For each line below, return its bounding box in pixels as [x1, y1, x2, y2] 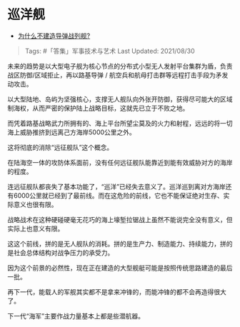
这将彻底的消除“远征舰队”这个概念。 [7, 143, 114, 151]
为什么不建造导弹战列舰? [17, 31, 91, 40]
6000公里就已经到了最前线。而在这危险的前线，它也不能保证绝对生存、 [13, 191, 224, 200]
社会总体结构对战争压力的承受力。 [13, 248, 114, 257]
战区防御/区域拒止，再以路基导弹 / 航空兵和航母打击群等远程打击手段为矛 [7, 71, 222, 79]
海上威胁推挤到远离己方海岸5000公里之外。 [7, 128, 136, 136]
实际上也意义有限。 [7, 224, 64, 233]
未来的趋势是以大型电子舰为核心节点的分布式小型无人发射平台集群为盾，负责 [7, 61, 233, 70]
